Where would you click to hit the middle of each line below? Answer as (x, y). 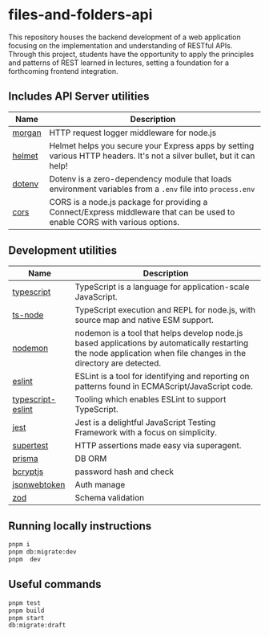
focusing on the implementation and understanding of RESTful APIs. (120, 45)
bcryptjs (28, 472)
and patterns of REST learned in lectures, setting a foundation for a (119, 63)
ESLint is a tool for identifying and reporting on (162, 376)
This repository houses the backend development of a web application (125, 37)
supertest (30, 445)
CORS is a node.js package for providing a (128, 202)
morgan (27, 133)
